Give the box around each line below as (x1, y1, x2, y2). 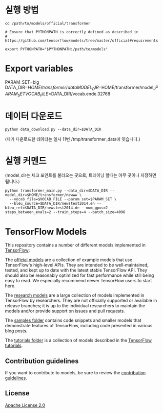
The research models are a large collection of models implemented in (5, 292, 145, 298)
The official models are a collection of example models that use (5, 257, 133, 263)
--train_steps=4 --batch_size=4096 (53, 210, 125, 215)
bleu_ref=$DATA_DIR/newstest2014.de (5, 205, 80, 211)
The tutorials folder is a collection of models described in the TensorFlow (5, 338, 152, 343)
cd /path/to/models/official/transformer (5, 21, 91, 26)
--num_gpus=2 (81, 205, 108, 211)
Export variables (5, 63, 73, 74)
